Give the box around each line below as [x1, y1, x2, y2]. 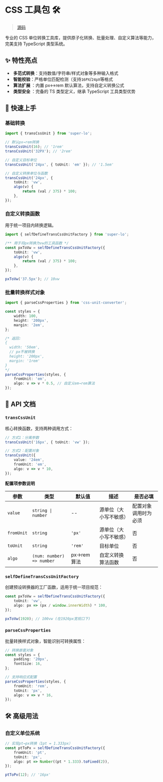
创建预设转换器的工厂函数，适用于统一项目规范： [5, 584, 103, 590]
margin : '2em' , [14, 322, 45, 328]
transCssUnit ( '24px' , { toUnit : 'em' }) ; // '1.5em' [5, 162, 114, 167]
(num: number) [32, 553, 65, 559]
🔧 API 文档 [5, 400, 36, 408]
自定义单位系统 [5, 730, 40, 736]
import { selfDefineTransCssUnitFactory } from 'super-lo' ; [5, 232, 130, 237]
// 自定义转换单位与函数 [5, 171, 48, 176]
